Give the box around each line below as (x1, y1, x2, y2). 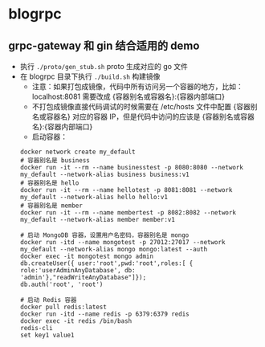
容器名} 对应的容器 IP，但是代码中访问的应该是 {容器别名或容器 (46, 112, 255, 121)
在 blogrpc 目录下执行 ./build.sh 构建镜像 (19, 71, 161, 81)
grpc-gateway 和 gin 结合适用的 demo (8, 39, 200, 52)
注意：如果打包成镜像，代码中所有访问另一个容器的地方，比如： (31, 82, 243, 91)
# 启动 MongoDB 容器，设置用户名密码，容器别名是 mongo (19, 231, 190, 239)
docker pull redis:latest (19, 303, 107, 311)
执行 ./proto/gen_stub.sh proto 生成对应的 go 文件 (19, 62, 189, 71)
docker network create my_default (19, 148, 136, 156)
